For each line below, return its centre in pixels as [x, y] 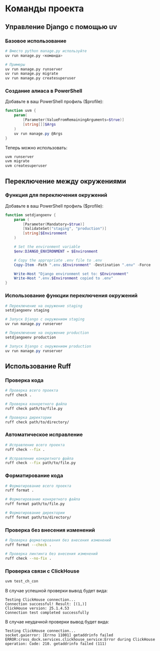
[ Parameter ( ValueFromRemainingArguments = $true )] [74, 120]
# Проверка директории [28, 417]
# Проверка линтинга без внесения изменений [51, 554]
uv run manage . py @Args [38, 134]
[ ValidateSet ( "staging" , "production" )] [65, 229]
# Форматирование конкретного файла [43, 499]
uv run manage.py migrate [32, 74]
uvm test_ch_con [22, 581]
